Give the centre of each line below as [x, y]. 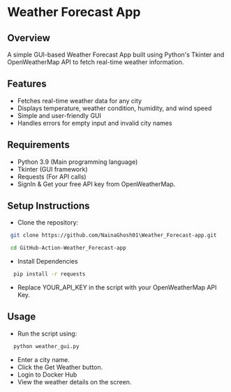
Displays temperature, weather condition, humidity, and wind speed [114, 108]
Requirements [38, 145]
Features [27, 84]
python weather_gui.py [46, 346]
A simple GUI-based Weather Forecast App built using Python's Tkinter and [116, 54]
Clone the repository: [48, 223]
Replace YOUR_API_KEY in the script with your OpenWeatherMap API [117, 287]
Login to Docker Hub [47, 375]
